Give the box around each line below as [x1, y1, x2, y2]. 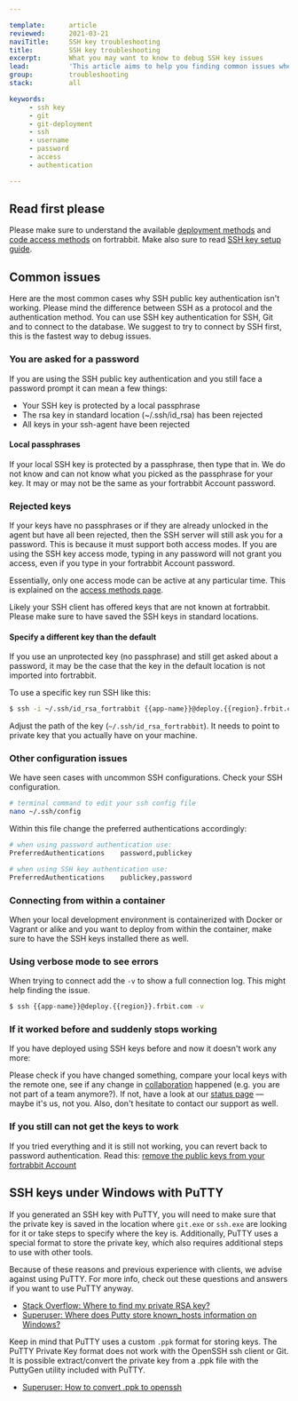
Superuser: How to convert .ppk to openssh [21, 1381, 183, 1392]
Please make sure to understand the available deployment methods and [9, 225, 271, 235]
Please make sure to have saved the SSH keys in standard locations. [9, 611, 259, 622]
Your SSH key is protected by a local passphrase [21, 400, 200, 410]
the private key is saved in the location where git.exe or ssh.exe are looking [9, 1218, 287, 1229]
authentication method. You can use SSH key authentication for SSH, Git [9, 312, 273, 322]
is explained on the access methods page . [9, 585, 164, 595]
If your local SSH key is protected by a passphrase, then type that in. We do [9, 458, 286, 469]
